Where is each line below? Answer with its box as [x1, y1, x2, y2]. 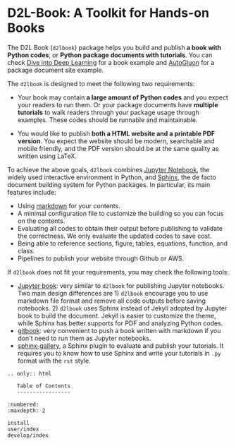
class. [17, 246, 35, 255]
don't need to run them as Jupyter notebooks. [17, 334, 151, 342]
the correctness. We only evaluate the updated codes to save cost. [17, 231, 213, 240]
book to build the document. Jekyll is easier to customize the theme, [17, 311, 216, 320]
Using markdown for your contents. [17, 201, 121, 210]
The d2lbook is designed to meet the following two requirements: [7, 79, 195, 88]
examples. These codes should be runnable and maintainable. [17, 115, 198, 124]
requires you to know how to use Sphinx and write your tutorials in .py [17, 349, 221, 357]
